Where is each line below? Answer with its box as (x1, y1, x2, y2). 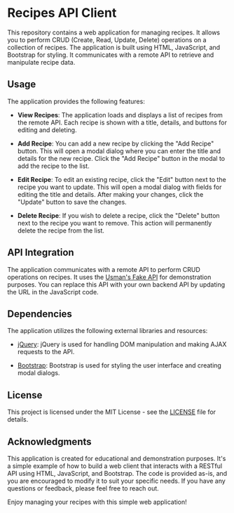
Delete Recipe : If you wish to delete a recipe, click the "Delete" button (17, 211, 220, 219)
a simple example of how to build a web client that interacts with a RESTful (7, 462, 223, 470)
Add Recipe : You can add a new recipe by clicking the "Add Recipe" (17, 139, 214, 148)
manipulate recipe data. (7, 58, 76, 66)
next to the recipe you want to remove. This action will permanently (17, 219, 212, 227)
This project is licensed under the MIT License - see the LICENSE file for (7, 408, 216, 416)
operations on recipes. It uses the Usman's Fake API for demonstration (7, 273, 212, 281)
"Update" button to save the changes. (17, 197, 128, 206)
